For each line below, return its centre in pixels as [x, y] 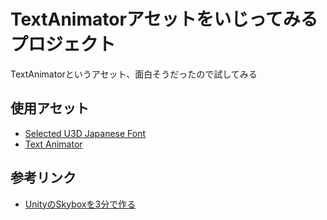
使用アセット [50, 108]
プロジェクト [63, 44]
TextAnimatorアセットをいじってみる [164, 19]
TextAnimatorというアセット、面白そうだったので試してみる [134, 74]
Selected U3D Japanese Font [85, 133]
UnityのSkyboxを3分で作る [80, 204]
